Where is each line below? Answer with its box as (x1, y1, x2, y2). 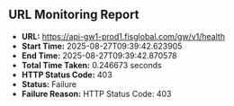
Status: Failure (21, 78, 77, 89)
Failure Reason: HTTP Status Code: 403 (21, 88, 172, 99)
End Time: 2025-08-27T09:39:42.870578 (21, 49, 177, 61)
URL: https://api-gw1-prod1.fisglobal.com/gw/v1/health (21, 31, 226, 41)
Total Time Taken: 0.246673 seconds (21, 59, 163, 70)
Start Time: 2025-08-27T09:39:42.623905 (21, 40, 183, 51)
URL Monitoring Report (8, 7, 140, 22)
